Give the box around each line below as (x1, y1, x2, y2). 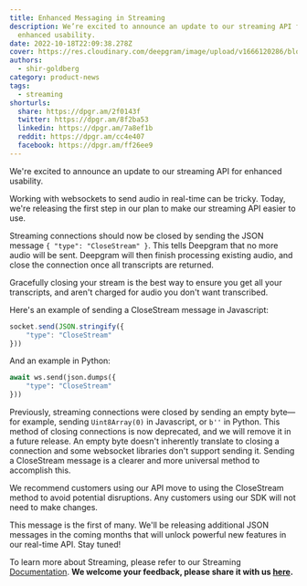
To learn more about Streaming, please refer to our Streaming (9, 557, 242, 567)
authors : (9, 56, 43, 65)
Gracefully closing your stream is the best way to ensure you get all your (9, 277, 282, 288)
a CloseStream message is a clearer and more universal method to (9, 455, 260, 466)
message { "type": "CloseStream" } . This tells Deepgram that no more (9, 239, 279, 251)
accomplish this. (9, 465, 71, 476)
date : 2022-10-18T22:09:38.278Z (9, 38, 132, 48)
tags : (9, 81, 30, 90)
